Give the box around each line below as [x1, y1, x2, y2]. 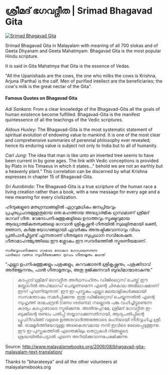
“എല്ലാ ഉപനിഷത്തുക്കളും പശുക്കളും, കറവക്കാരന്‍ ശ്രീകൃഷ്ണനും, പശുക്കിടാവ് [5, 261, 151, 267]
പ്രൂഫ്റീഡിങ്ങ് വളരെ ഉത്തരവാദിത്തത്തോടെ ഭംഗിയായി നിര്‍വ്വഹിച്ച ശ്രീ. [17, 317, 161, 323]
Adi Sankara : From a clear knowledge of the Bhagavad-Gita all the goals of [5, 106, 160, 112]
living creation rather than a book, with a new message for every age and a [5, 189, 160, 195]
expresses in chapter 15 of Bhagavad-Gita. [5, 174, 93, 180]
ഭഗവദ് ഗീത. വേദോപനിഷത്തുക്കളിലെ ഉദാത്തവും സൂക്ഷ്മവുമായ [5, 215, 130, 221]
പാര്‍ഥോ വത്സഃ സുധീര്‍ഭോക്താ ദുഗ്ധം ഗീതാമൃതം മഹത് [5, 252, 105, 258]
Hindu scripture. [5, 53, 39, 59]
